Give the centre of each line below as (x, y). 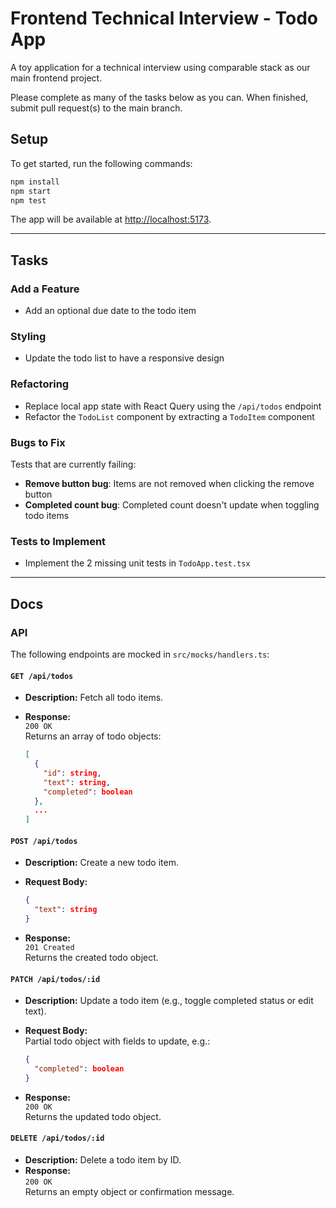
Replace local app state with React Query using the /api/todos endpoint (173, 406)
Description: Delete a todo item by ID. (103, 1160)
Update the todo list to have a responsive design (124, 358)
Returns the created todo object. (91, 957)
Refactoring (40, 384)
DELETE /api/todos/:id (57, 1138)
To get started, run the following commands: (101, 163)
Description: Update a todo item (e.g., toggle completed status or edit (169, 1001)
